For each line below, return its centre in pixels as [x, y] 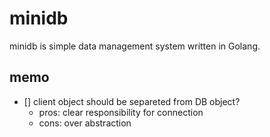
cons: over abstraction [85, 123]
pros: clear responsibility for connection [121, 112]
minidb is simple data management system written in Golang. [135, 46]
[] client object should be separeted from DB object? [132, 101]
